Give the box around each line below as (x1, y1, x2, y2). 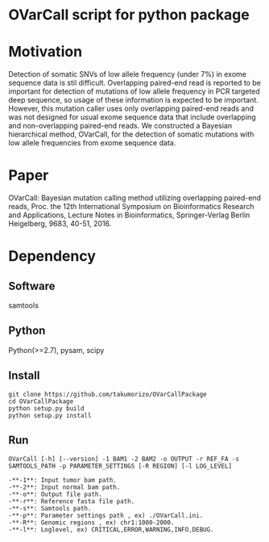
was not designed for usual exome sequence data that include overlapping (8, 112, 256, 122)
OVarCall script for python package (8, 6, 250, 24)
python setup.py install (8, 411, 92, 419)
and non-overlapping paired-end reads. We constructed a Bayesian (8, 121, 232, 131)
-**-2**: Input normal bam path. (8, 483, 121, 491)
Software (8, 279, 56, 292)
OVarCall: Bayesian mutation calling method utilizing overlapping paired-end (8, 193, 262, 203)
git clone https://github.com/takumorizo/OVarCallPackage (8, 390, 207, 398)
